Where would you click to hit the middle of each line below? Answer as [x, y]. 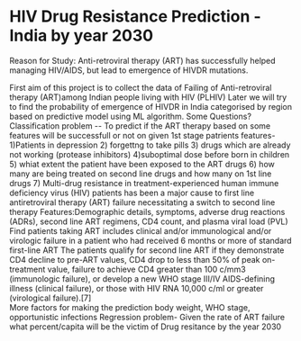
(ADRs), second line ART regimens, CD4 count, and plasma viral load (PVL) [149, 221]
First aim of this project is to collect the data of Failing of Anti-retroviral [141, 87]
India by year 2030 [82, 36]
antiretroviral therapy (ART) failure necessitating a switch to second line [142, 202]
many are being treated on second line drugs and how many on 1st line [141, 174]
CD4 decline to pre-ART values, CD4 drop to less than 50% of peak [135, 259]
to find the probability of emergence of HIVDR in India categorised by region [151, 106]
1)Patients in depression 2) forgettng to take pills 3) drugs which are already [150, 145]
